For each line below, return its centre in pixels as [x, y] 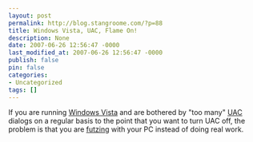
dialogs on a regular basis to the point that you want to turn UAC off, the [127, 121]
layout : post [30, 16]
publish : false [34, 61]
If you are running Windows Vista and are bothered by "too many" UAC [125, 112]
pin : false [26, 68]
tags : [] [23, 90]
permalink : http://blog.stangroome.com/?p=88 [85, 23]
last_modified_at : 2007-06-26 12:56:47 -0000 [85, 53]
